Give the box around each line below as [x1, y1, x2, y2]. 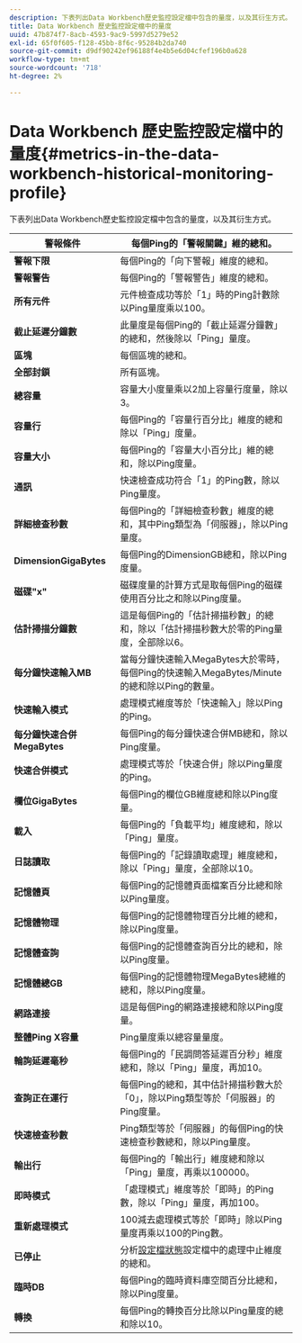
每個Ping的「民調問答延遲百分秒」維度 [120, 1048, 283, 1060]
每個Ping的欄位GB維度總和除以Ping [120, 788, 270, 800]
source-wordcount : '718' [9, 64, 102, 73]
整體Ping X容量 [13, 1031, 79, 1043]
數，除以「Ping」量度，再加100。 [120, 1196, 265, 1209]
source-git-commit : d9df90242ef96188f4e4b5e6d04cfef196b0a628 [9, 47, 247, 56]
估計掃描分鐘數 [13, 622, 78, 635]
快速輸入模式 [13, 703, 69, 716]
